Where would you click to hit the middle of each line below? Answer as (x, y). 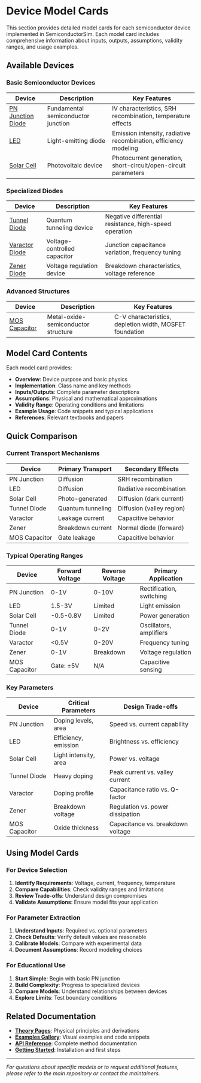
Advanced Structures (38, 291)
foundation (129, 332)
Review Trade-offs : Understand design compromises (81, 896)
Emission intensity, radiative (151, 133)
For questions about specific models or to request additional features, (92, 1067)
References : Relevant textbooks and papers (69, 417)
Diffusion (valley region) (151, 508)
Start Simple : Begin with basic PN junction (67, 978)
